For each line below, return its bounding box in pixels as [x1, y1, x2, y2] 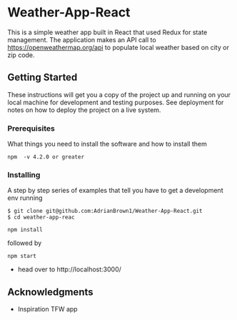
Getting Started [7, 71, 78, 84]
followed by [7, 239, 42, 247]
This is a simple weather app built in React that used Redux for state [7, 28, 208, 36]
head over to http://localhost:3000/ [17, 265, 121, 274]
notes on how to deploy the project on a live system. [7, 105, 161, 114]
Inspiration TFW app [17, 305, 78, 314]
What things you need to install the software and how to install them [7, 140, 207, 149]
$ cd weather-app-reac [7, 214, 75, 221]
